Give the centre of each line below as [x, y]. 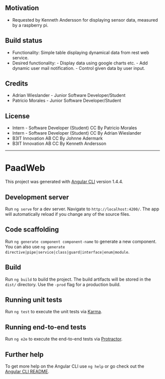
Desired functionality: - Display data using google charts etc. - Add [80, 63]
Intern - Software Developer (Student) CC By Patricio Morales [75, 128]
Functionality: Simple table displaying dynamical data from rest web [81, 52]
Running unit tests [34, 300]
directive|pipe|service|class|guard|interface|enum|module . [67, 252]
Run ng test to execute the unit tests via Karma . [54, 312]
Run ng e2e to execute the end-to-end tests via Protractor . [64, 339]
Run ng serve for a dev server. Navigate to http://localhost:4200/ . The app [82, 209]
